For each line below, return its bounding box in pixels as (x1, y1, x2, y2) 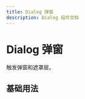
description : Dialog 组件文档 (6, 15, 79, 21)
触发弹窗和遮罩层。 (6, 64, 55, 71)
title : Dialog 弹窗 (6, 9, 54, 15)
